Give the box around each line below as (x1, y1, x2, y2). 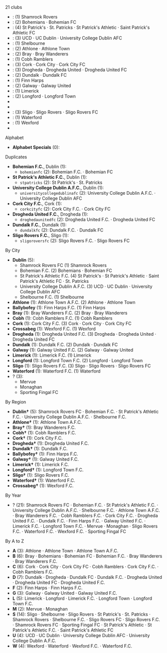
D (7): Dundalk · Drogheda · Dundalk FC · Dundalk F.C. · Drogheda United (12, 574, 163, 580)
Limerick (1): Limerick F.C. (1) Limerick (12, 352, 91, 358)
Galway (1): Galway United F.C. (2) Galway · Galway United (12, 347, 134, 353)
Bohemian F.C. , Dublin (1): (12, 164, 67, 169)
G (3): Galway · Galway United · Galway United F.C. (12, 590, 117, 596)
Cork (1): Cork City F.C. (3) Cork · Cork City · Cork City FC (12, 321, 132, 326)
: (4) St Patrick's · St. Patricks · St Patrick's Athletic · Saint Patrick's (12, 24, 150, 30)
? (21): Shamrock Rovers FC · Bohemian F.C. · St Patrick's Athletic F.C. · (12, 502, 159, 508)
